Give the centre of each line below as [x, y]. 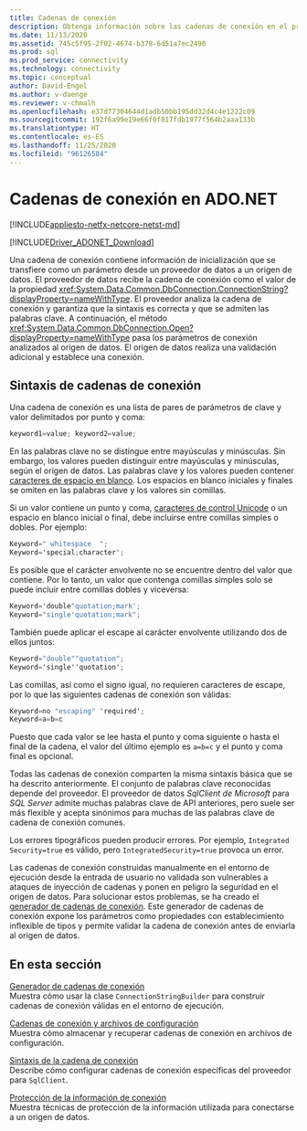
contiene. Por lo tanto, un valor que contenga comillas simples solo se [141, 580]
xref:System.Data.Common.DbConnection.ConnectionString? [174, 289]
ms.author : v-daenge [49, 94]
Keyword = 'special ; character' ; [67, 553]
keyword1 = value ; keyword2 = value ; [73, 434]
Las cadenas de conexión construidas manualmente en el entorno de [139, 868]
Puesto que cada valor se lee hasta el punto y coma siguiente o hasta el [145, 737]
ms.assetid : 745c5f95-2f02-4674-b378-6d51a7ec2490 [108, 43]
